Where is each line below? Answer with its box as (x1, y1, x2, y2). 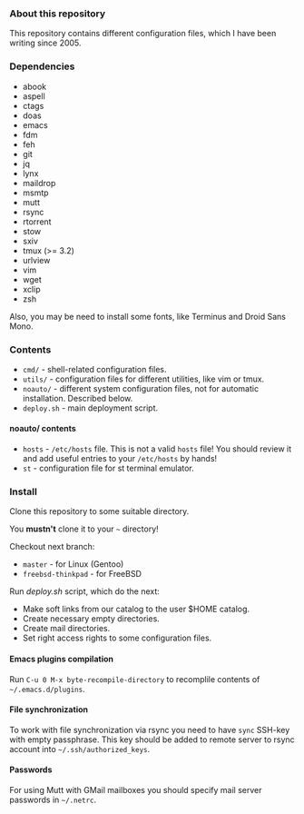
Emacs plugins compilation (9, 653, 114, 664)
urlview (22, 254, 51, 265)
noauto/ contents (9, 423, 77, 434)
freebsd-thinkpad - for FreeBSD (22, 569, 142, 580)
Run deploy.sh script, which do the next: (9, 586, 161, 597)
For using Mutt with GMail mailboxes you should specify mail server (9, 785, 262, 795)
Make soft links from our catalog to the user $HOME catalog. (22, 603, 250, 615)
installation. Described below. (22, 392, 133, 403)
